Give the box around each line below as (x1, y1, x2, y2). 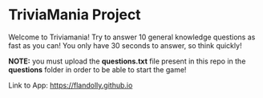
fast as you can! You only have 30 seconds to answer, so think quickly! (8, 40, 242, 50)
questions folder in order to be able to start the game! (8, 64, 187, 74)
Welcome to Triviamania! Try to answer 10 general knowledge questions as (8, 32, 256, 42)
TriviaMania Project (8, 6, 142, 24)
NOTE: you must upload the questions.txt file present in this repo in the (8, 56, 246, 66)
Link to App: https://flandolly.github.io (8, 80, 133, 90)
